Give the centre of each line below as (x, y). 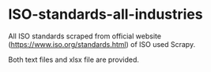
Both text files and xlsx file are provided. (74, 59)
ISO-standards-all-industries (105, 14)
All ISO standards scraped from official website (85, 36)
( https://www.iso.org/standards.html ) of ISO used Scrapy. (102, 44)
